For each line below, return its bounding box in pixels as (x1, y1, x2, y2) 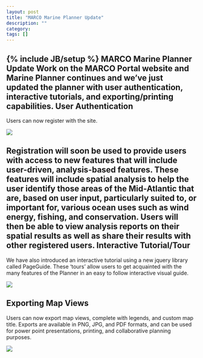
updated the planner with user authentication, (6, 82, 183, 93)
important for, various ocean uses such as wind (6, 203, 189, 213)
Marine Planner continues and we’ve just (6, 73, 164, 83)
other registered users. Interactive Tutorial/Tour (6, 240, 190, 251)
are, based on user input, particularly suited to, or (6, 193, 197, 203)
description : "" (6, 20, 47, 26)
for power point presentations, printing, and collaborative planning (6, 327, 171, 334)
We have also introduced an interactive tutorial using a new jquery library (6, 256, 188, 264)
